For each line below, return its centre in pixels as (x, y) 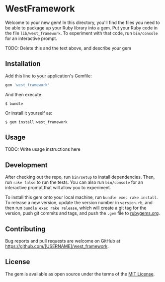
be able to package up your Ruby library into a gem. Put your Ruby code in (82, 27)
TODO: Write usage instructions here (43, 149)
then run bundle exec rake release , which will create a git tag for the (76, 208)
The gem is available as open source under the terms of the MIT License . (80, 274)
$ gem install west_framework (37, 122)
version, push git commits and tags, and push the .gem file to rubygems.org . (83, 213)
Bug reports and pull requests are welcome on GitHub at (63, 241)
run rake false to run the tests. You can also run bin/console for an (74, 182)
